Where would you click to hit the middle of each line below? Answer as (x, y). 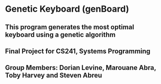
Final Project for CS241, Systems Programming (78, 51)
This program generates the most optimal (70, 27)
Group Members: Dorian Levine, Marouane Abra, (81, 68)
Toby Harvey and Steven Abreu (54, 75)
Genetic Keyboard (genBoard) (67, 9)
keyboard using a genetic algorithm (60, 34)
